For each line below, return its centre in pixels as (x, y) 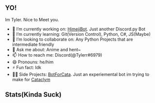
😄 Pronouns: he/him (33, 62)
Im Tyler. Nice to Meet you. (32, 19)
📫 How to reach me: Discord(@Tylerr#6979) (57, 55)
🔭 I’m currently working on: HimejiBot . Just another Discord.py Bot (79, 29)
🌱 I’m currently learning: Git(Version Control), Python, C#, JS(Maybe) (81, 34)
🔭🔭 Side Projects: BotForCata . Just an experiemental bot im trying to (81, 74)
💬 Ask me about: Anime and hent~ (47, 49)
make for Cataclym (31, 79)
